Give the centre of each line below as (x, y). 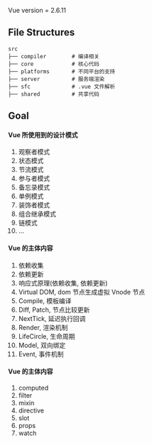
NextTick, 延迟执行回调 (52, 318)
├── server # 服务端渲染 (56, 79)
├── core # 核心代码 (54, 64)
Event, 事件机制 (41, 354)
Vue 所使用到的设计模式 (43, 135)
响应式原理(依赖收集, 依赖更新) (63, 283)
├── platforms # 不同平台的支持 (62, 71)
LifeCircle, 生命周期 (47, 336)
